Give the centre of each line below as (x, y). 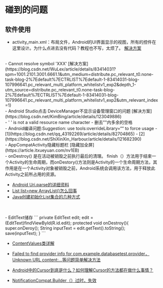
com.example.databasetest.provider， (111, 254)
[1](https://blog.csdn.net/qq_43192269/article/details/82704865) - (72, 134)
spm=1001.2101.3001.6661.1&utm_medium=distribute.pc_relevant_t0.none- (79, 74)
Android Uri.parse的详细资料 (41, 185)
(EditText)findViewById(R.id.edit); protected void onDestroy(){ (67, 223)
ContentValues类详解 (33, 243)
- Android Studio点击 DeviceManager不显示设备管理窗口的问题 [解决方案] (79, 111)
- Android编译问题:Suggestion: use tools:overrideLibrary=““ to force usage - (81, 128)
